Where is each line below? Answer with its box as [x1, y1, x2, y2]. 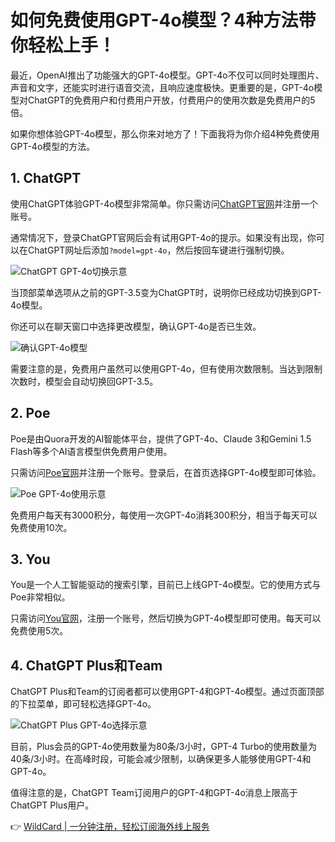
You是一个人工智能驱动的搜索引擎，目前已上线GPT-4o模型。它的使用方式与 [10, 579, 322, 591]
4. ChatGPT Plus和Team [10, 657, 163, 674]
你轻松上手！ [10, 34, 117, 57]
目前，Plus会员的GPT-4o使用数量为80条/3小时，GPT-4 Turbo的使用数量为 [10, 741, 318, 753]
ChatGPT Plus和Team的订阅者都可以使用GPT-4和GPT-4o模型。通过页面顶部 [10, 686, 325, 698]
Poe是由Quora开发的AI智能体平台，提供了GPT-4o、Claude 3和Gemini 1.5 [10, 432, 312, 445]
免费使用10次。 [10, 521, 73, 533]
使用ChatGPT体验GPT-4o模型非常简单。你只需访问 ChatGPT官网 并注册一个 [10, 197, 319, 210]
